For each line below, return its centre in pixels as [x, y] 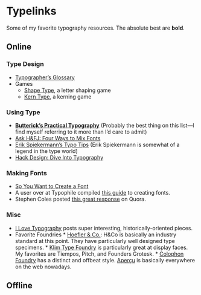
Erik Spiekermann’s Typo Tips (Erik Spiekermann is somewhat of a [97, 144]
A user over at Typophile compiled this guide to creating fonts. [92, 193]
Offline [19, 285]
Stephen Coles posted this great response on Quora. [80, 199]
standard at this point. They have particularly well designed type [95, 241]
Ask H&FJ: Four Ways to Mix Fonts [58, 138]
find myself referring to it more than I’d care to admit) [81, 132]
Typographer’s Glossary [45, 77]
